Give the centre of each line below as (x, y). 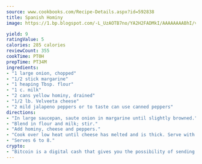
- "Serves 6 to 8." (31, 140)
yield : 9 (17, 34)
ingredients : (23, 68)
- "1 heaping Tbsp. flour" (40, 84)
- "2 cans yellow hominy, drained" (51, 96)
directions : (21, 112)
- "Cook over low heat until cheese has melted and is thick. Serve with (101, 135)
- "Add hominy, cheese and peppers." (54, 129)
